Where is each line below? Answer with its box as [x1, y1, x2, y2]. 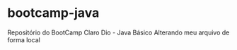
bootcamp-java [7, 5, 100, 21]
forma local [7, 35, 40, 44]
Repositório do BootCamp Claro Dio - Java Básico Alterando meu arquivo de [7, 28, 230, 37]
